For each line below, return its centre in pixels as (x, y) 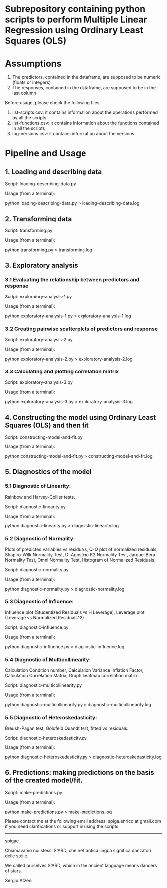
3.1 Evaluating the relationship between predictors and (72, 280)
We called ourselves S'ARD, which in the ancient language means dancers (81, 865)
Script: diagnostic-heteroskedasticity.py (46, 738)
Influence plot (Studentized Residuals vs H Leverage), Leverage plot (75, 612)
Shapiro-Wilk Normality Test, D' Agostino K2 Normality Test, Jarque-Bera (80, 555)
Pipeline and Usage (46, 154)
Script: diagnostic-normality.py (37, 570)
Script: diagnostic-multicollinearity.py (43, 685)
